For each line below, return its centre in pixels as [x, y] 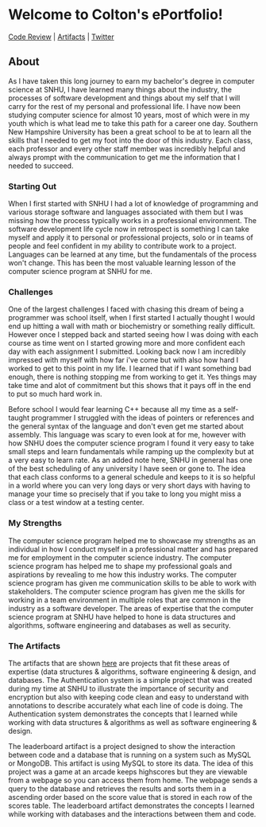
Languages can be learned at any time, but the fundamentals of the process [133, 255]
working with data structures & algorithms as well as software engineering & [133, 722]
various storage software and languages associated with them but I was [126, 212]
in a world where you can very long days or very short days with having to [129, 486]
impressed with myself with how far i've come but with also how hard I [123, 360]
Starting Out [33, 186]
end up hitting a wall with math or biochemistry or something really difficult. [132, 326]
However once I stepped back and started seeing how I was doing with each [133, 335]
